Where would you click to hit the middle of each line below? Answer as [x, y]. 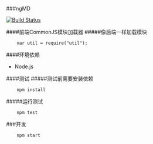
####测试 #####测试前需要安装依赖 [50, 78]
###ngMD [18, 9]
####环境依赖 [23, 55]
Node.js [24, 66]
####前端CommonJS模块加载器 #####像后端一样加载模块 [77, 32]
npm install [31, 90]
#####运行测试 [25, 101]
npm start [29, 135]
